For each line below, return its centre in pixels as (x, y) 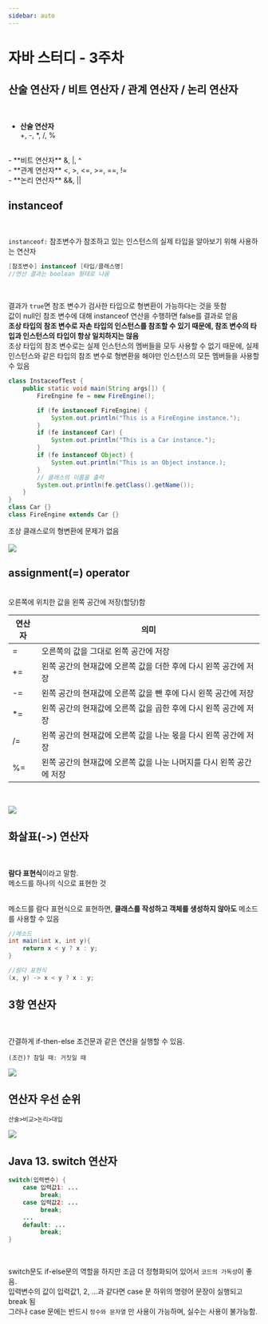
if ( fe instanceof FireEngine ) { (93, 410)
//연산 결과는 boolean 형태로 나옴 (59, 274)
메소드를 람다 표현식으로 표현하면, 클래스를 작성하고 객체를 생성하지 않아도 (123, 909)
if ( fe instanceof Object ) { (85, 455)
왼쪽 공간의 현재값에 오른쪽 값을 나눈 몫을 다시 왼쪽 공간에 (143, 735)
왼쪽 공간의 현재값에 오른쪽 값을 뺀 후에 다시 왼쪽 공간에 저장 (148, 693)
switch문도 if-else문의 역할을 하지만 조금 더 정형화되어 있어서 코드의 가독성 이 (126, 1272)
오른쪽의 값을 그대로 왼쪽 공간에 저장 (105, 651)
